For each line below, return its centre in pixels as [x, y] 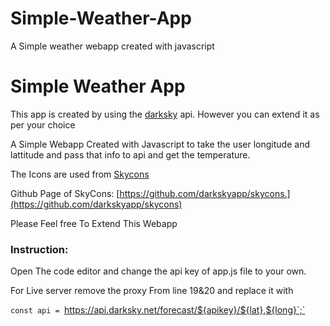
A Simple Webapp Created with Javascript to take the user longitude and [160, 144]
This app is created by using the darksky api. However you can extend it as [165, 114]
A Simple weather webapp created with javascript [112, 46]
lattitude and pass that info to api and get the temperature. [130, 154]
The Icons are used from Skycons [80, 174]
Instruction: [39, 249]
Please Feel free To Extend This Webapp [94, 223]
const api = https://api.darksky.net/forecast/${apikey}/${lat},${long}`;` [158, 310]
